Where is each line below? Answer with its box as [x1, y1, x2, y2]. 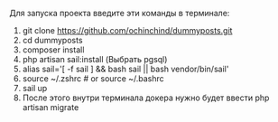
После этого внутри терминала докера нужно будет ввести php [22, 92, 270, 103]
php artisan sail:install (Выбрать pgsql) [22, 54, 168, 64]
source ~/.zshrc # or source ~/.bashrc [22, 73, 164, 84]
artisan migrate [22, 102, 79, 112]
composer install [22, 44, 85, 55]
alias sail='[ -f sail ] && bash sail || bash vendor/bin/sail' [22, 63, 229, 74]
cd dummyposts [22, 35, 83, 45]
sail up [22, 83, 48, 93]
